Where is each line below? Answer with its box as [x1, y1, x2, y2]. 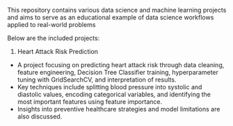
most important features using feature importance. [17, 98, 162, 106]
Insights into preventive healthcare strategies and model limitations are [17, 105, 220, 113]
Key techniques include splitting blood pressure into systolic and [17, 83, 202, 91]
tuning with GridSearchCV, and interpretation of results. [17, 75, 177, 84]
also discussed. [17, 112, 63, 120]
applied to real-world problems [7, 21, 96, 28]
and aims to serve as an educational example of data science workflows [7, 13, 214, 21]
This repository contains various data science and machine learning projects [7, 6, 227, 14]
